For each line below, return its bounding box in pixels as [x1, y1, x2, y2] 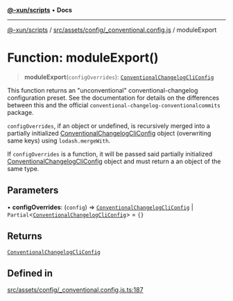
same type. [7, 164, 40, 172]
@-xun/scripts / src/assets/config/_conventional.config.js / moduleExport [7, 26, 217, 34]
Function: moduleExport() [7, 50, 159, 66]
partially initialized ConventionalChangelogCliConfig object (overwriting [7, 129, 212, 137]
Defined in [7, 267, 53, 279]
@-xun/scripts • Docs [7, 6, 73, 14]
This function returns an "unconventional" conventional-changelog [7, 86, 198, 94]
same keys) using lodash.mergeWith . [7, 136, 111, 145]
